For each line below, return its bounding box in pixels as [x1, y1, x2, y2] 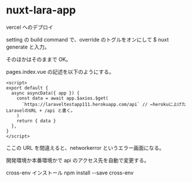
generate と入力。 [6, 43, 50, 50]
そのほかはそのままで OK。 [6, 56, 71, 63]
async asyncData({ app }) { [11, 90, 80, 96]
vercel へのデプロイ [6, 23, 54, 30]
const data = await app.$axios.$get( [16, 95, 109, 101]
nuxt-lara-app [6, 4, 76, 17]
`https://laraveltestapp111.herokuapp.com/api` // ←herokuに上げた [21, 101, 186, 107]
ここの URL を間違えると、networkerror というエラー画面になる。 [6, 144, 165, 151]
